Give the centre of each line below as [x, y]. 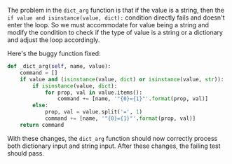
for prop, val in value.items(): [93, 93]
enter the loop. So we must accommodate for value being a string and [108, 25]
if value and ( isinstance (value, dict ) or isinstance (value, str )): [122, 79]
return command [42, 125]
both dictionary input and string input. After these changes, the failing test [114, 146]
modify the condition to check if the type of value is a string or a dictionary [115, 32]
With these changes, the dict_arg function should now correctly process [112, 138]
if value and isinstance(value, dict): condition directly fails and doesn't [116, 18]
